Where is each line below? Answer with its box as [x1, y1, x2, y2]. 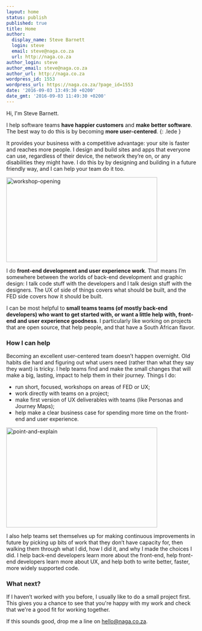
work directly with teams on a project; [14, 390, 110, 397]
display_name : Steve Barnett [11, 37, 85, 43]
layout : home [6, 8, 39, 15]
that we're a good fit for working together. [6, 606, 110, 613]
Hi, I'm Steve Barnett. [6, 109, 59, 117]
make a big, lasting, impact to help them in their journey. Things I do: [6, 372, 177, 379]
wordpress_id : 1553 [6, 76, 55, 82]
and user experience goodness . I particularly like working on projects [17, 317, 192, 324]
